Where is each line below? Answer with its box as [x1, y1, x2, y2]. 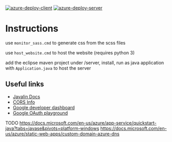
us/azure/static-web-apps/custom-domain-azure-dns [5, 131, 120, 137]
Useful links [5, 80, 45, 89]
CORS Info [12, 99, 35, 105]
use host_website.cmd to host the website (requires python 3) [5, 49, 135, 56]
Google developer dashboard [12, 104, 75, 110]
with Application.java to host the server [5, 65, 91, 71]
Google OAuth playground [12, 110, 68, 116]
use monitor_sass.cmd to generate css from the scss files [5, 39, 126, 46]
